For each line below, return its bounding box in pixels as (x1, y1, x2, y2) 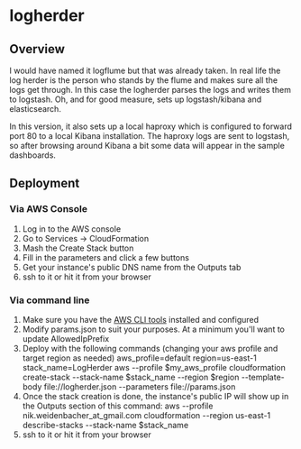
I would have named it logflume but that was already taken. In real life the (9, 65, 281, 76)
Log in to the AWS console (22, 223, 122, 234)
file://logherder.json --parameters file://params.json (43, 380, 236, 392)
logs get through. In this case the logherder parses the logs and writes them (9, 85, 291, 95)
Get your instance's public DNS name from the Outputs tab (22, 261, 242, 272)
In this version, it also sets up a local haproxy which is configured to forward (9, 121, 293, 132)
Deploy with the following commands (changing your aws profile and (22, 343, 278, 353)
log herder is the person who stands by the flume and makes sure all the (9, 75, 278, 86)
